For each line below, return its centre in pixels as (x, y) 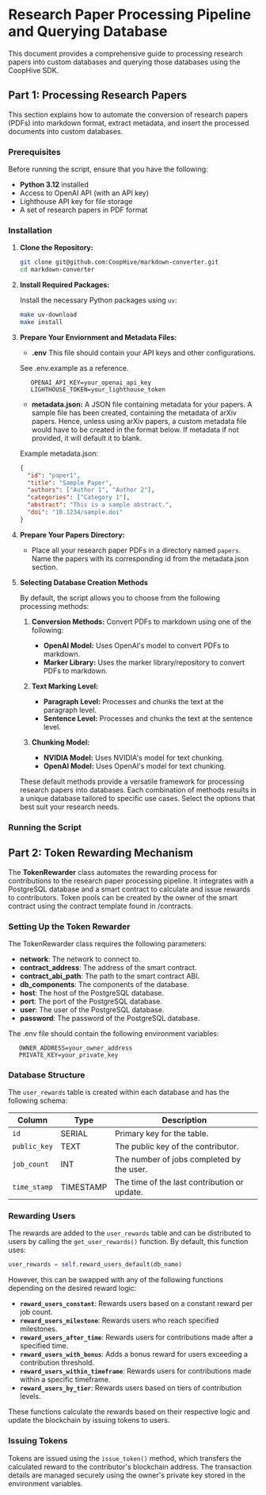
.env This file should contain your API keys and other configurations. (143, 353)
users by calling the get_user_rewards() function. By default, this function (128, 1242)
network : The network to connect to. (80, 959)
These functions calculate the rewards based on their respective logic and (129, 1412)
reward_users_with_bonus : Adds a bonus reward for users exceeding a (133, 1354)
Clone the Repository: (56, 248)
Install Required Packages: (65, 285)
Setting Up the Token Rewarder (69, 927)
